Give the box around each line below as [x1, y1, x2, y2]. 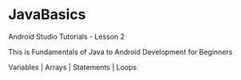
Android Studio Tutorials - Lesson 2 [8, 32, 125, 41]
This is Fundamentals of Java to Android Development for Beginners [8, 47, 233, 56]
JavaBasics [8, 6, 86, 24]
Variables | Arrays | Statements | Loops [8, 62, 137, 72]
